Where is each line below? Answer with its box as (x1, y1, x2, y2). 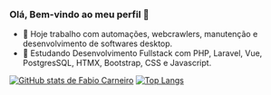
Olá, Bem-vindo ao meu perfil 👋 (9, 8, 150, 21)
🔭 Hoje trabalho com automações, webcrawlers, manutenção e (22, 29, 258, 40)
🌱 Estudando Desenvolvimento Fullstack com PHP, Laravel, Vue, (22, 48, 263, 59)
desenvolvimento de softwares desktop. (22, 38, 173, 49)
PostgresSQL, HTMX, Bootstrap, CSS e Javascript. (22, 58, 212, 69)
